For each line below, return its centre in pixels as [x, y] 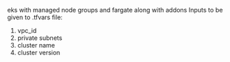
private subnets [40, 38]
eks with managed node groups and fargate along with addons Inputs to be [115, 10]
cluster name [36, 45]
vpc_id [27, 31]
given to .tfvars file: [35, 17]
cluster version [39, 52]
